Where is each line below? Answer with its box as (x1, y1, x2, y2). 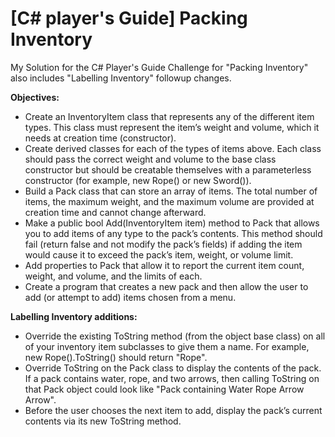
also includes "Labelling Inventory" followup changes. (10, 72, 232, 84)
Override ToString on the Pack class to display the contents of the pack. (24, 362, 322, 374)
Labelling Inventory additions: (10, 310, 138, 322)
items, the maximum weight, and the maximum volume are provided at (24, 195, 315, 207)
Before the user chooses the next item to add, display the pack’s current (24, 404, 323, 416)
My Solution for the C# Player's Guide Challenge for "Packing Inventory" (10, 61, 309, 73)
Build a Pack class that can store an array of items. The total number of (24, 185, 318, 197)
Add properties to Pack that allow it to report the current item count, (24, 259, 305, 271)
